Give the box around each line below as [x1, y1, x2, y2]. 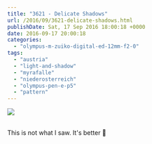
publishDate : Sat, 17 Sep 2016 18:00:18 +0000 [7, 23, 146, 30]
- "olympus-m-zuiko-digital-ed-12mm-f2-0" [13, 43, 139, 50]
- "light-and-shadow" [13, 63, 77, 70]
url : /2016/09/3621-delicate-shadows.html [7, 17, 133, 24]
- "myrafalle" [13, 69, 55, 76]
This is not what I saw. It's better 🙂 [7, 129, 106, 137]
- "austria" [13, 56, 49, 63]
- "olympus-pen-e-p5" [13, 82, 77, 89]
